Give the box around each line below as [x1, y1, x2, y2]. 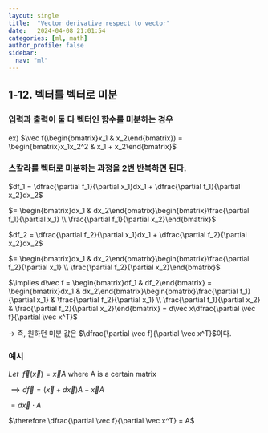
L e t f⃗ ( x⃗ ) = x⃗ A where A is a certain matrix [8, 370, 156, 379]
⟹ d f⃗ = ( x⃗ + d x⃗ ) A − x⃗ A [10, 385, 104, 395]
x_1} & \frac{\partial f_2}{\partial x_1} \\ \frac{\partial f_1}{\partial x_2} [36, 294, 261, 305]
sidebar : [8, 49, 38, 57]
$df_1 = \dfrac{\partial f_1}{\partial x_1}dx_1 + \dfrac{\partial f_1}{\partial [8, 181, 241, 191]
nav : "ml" [15, 57, 48, 65]
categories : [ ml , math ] [8, 34, 88, 42]
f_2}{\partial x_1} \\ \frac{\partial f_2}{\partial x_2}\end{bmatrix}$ [8, 262, 221, 272]
